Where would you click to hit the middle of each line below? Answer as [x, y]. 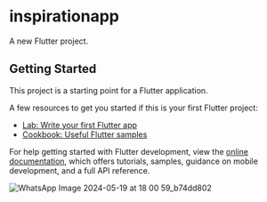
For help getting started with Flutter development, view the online [129, 151]
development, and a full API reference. [80, 170]
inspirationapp [65, 16]
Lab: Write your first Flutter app [80, 125]
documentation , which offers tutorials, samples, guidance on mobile [133, 161]
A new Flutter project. [49, 41]
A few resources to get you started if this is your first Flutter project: [133, 108]
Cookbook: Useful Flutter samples [85, 134]
